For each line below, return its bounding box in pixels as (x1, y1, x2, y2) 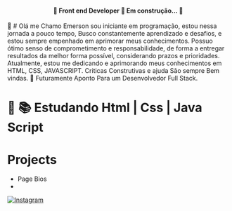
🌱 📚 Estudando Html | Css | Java (7, 100, 202, 116)
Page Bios (17, 175, 47, 183)
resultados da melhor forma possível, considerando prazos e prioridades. (7, 52, 220, 60)
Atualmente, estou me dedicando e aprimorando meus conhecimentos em (7, 59, 222, 67)
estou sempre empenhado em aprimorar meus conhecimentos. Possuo (7, 36, 213, 46)
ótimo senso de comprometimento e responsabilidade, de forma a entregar (7, 44, 225, 53)
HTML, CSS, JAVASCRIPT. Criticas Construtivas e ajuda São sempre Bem (7, 67, 220, 75)
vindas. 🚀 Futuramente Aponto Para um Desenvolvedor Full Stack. (7, 74, 198, 83)
